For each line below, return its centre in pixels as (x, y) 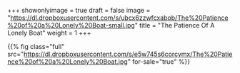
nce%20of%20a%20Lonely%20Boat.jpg (68, 62)
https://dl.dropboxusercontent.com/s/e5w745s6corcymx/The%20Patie (128, 54)
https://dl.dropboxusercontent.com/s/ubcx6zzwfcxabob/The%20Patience (119, 18)
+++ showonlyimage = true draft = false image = (79, 10)
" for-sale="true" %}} (159, 62)
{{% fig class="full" (36, 46)
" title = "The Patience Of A (175, 25)
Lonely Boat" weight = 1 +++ (49, 33)
